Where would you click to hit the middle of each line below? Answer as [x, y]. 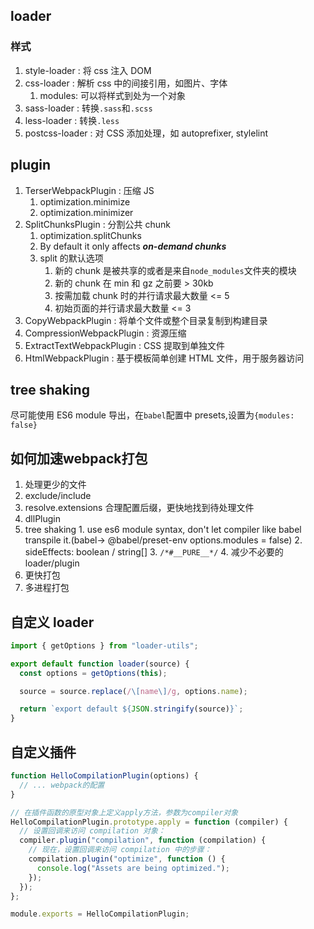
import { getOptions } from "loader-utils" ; [104, 645]
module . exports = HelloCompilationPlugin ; [100, 914]
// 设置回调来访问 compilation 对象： [92, 831]
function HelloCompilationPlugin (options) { [104, 776]
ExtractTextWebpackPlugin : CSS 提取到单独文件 [125, 345]
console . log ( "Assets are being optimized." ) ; [133, 868]
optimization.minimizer [86, 212]
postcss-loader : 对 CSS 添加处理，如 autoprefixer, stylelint [146, 133]
